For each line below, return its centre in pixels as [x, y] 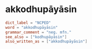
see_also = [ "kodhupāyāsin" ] [36, 37]
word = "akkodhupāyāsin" [32, 27]
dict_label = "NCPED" [28, 23]
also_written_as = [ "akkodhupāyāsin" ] [46, 41]
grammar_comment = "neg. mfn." [38, 32]
